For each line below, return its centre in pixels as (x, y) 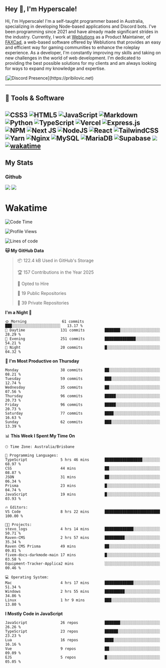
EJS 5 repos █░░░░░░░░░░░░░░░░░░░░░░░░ (83, 658)
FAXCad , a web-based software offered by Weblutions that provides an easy (83, 42)
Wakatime (26, 208)
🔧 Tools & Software (35, 98)
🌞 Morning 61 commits (45, 322)
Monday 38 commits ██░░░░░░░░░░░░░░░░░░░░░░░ (83, 370)
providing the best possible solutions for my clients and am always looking (81, 63)
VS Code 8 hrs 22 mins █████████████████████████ (83, 512)
